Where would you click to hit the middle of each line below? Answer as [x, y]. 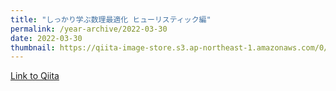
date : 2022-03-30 [46, 38]
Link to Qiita [35, 76]
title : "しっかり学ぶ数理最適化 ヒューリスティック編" [111, 19]
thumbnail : [33, 47]
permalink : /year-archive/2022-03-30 [89, 29]
